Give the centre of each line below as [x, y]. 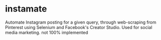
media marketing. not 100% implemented [47, 32]
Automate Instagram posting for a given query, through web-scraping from [81, 22]
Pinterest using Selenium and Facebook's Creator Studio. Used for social [79, 27]
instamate [26, 9]
